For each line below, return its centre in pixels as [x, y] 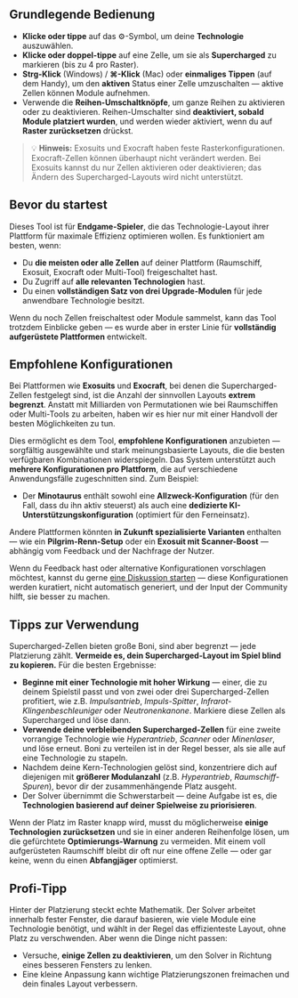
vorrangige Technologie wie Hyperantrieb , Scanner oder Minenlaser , [149, 739]
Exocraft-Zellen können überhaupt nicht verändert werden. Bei [145, 158]
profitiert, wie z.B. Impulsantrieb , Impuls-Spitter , [110, 702]
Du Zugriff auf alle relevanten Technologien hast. [114, 281]
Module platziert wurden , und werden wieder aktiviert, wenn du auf [147, 121]
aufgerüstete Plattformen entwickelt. [78, 337]
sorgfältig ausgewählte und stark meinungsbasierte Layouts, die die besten [147, 450]
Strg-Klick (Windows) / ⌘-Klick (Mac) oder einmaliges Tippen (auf [147, 74]
